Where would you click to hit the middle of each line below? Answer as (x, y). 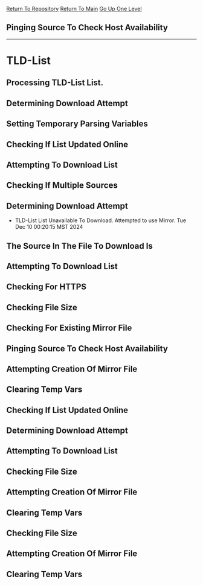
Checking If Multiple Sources (62, 186)
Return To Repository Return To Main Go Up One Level (74, 9)
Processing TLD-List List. (55, 83)
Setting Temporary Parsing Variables (77, 124)
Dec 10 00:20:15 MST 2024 (49, 227)
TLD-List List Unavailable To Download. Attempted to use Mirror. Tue (100, 220)
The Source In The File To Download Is (79, 246)
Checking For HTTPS (46, 287)
